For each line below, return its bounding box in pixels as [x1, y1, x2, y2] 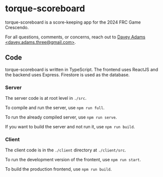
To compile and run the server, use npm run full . [5, 105, 105, 111]
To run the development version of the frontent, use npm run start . [5, 157, 141, 163]
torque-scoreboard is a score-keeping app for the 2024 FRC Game [5, 19, 141, 25]
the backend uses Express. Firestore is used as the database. [5, 72, 130, 78]
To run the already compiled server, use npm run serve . [5, 114, 117, 120]
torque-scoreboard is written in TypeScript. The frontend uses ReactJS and [5, 66, 159, 72]
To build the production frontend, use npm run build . [5, 166, 112, 172]
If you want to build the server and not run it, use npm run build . [5, 124, 135, 130]
